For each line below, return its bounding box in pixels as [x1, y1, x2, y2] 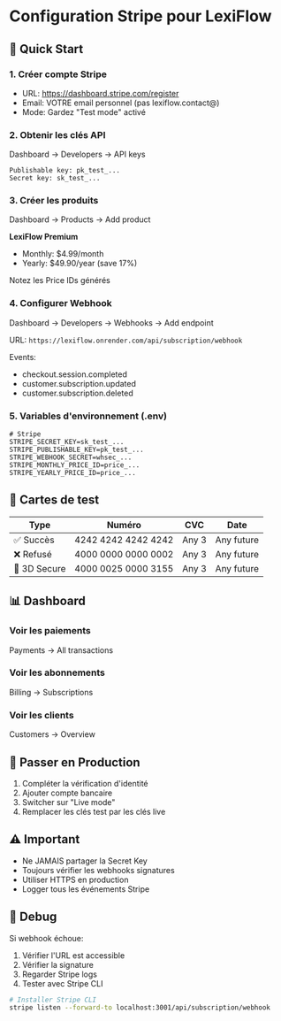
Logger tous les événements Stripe [21, 883, 150, 894]
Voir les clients [9, 709, 74, 721]
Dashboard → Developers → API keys [9, 149, 146, 160]
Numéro [106, 518, 141, 531]
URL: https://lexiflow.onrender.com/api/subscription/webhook [9, 334, 243, 345]
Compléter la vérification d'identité [21, 778, 148, 788]
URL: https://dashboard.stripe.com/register [21, 88, 179, 98]
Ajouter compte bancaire [21, 787, 113, 798]
